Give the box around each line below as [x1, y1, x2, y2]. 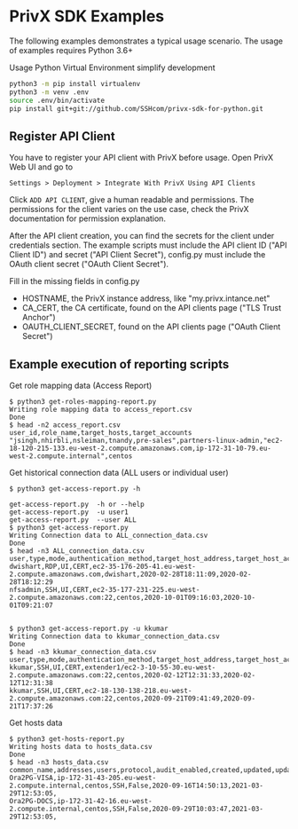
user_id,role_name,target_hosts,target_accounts [9, 429, 192, 438]
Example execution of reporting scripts [9, 357, 230, 372]
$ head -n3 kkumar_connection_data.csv [9, 648, 157, 657]
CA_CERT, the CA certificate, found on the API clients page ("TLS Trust [21, 303, 282, 313]
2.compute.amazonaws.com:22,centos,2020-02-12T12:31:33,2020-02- [9, 671, 255, 680]
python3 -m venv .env [9, 87, 90, 97]
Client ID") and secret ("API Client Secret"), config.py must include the [9, 249, 266, 260]
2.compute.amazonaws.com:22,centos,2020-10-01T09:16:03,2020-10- [9, 593, 255, 603]
